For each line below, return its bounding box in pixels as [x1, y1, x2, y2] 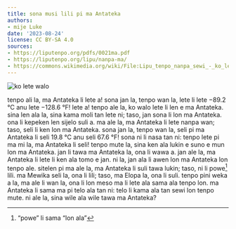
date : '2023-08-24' [7, 30, 65, 37]
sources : [7, 43, 33, 50]
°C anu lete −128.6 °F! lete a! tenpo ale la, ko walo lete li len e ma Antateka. [7, 103, 223, 111]
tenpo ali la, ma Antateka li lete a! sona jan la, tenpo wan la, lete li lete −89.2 [7, 96, 226, 104]
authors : [7, 17, 33, 24]
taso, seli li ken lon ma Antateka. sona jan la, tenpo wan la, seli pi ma [7, 125, 205, 133]
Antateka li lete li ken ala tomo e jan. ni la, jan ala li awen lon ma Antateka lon [7, 155, 228, 164]
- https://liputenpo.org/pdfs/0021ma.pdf [7, 50, 131, 57]
